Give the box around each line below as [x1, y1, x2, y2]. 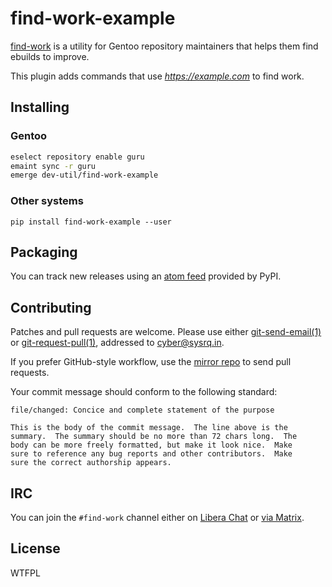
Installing [10, 99, 70, 116]
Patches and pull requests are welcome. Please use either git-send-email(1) [10, 326, 322, 338]
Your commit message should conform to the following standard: [10, 386, 278, 398]
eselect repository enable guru [10, 152, 145, 162]
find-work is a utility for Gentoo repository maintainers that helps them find [10, 40, 319, 52]
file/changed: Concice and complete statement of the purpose [10, 405, 275, 416]
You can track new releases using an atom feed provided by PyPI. [10, 270, 282, 282]
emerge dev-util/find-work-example [10, 170, 159, 181]
